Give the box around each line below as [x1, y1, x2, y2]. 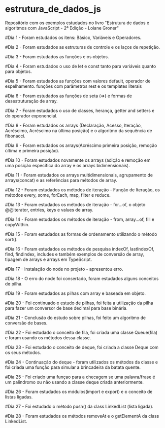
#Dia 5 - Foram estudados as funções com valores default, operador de [5, 78, 151, 84]
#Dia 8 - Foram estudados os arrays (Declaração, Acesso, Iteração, [5, 122, 142, 128]
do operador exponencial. [5, 112, 58, 119]
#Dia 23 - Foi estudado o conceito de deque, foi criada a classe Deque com [5, 344, 159, 350]
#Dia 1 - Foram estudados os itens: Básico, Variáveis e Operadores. [5, 35, 142, 40]
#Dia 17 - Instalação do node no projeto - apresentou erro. [5, 266, 123, 272]
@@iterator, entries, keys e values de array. [5, 207, 94, 213]
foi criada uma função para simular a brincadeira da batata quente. [5, 364, 141, 370]
